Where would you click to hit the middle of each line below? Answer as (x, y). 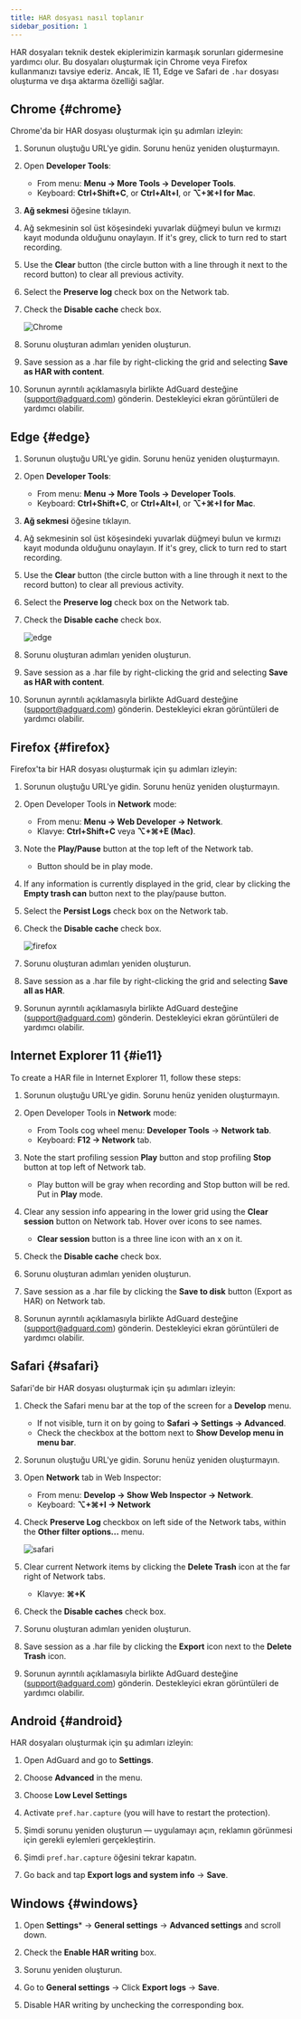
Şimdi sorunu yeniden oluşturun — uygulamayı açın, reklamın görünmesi (158, 1830)
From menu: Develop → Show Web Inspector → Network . (145, 1494)
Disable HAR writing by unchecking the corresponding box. (134, 2005)
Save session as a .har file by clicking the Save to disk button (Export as (158, 1291)
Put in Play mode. (70, 1194)
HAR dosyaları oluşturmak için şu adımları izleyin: (102, 1743)
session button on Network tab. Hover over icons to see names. (143, 1221)
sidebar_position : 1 (49, 26)
